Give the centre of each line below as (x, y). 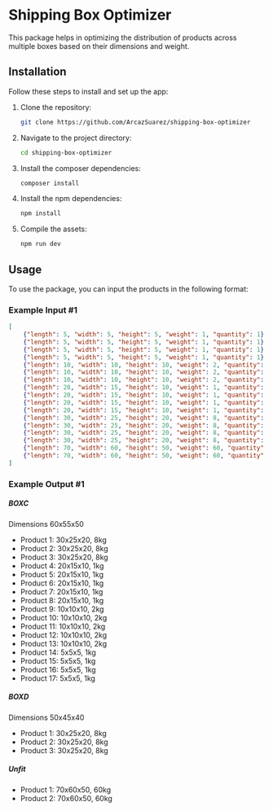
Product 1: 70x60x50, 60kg (66, 789)
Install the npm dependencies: (71, 199)
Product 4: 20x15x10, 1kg (62, 566)
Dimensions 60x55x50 (46, 524)
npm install (40, 213)
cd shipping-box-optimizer (66, 152)
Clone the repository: (56, 107)
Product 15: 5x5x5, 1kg (58, 660)
